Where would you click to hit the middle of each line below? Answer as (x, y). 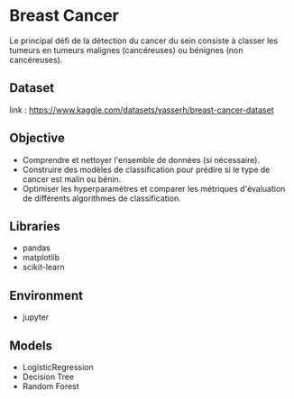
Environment (46, 295)
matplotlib (41, 258)
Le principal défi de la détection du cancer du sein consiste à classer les (143, 41)
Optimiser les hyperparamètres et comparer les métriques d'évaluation (154, 188)
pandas (37, 248)
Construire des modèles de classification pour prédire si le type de (146, 169)
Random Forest (51, 386)
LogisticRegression (58, 367)
